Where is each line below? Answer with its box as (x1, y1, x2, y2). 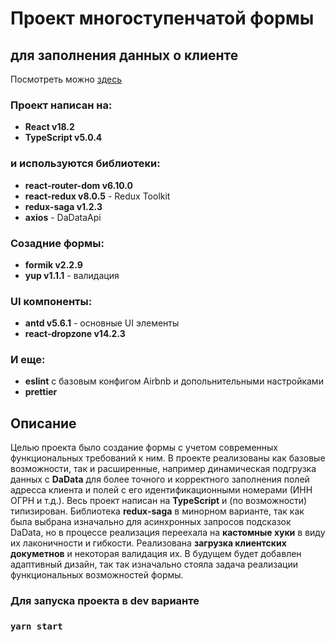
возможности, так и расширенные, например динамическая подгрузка (10, 463, 317, 475)
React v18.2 (24, 121, 75, 133)
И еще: (10, 353, 46, 367)
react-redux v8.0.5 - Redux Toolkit (24, 190, 171, 202)
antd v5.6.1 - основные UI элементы (24, 317, 180, 329)
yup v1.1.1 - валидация (24, 269, 120, 281)
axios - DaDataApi (24, 211, 102, 223)
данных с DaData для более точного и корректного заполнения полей (10, 473, 310, 486)
